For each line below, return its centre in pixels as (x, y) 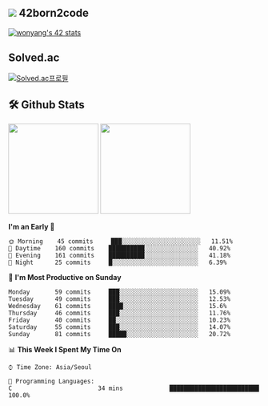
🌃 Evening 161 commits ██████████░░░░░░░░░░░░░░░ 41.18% (119, 256)
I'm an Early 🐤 (32, 227)
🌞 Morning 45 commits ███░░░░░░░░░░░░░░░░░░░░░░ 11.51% (121, 242)
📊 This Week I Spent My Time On (65, 350)
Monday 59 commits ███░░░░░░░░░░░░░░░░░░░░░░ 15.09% (119, 292)
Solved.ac (34, 58)
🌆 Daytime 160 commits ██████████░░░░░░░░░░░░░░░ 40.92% (119, 249)
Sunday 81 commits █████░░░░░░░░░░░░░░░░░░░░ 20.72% (119, 335)
